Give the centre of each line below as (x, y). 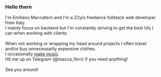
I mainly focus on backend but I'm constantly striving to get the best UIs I (79, 28)
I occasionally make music (32, 54)
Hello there (18, 7)
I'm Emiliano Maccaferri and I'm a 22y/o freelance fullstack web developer (80, 18)
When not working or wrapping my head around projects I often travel (76, 44)
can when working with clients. (36, 33)
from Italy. (16, 23)
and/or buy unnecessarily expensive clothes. (51, 49)
